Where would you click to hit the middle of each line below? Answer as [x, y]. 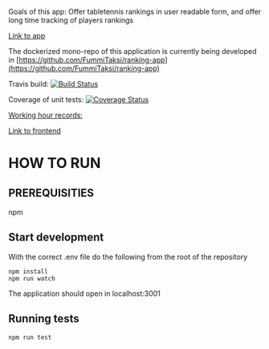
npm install [28, 271]
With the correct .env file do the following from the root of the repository [128, 257]
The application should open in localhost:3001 [84, 294]
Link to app [27, 36]
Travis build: [29, 84]
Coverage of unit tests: [46, 99]
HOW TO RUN [55, 163]
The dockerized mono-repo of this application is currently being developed [132, 51]
